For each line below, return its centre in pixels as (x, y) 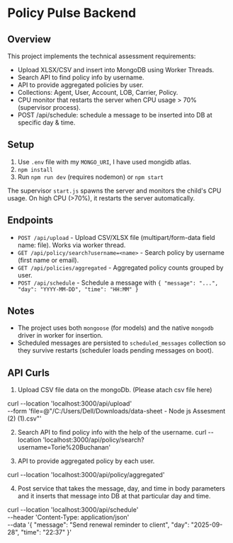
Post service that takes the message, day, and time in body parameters (121, 488)
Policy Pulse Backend (72, 13)
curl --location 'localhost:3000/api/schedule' (73, 510)
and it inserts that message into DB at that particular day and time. (114, 496)
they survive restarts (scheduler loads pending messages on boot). (115, 350)
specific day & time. (46, 122)
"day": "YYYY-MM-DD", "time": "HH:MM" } (78, 289)
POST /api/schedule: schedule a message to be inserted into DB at (115, 115)
